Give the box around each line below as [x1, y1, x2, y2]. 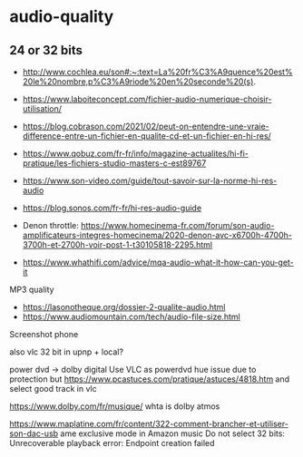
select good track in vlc [9, 384, 97, 394]
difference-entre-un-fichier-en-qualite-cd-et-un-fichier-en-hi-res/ [22, 131, 272, 141]
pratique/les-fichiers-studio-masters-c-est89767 [22, 158, 207, 169]
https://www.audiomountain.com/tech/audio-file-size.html [22, 311, 240, 322]
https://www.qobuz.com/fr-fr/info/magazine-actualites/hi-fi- [22, 148, 249, 159]
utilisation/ [22, 103, 62, 114]
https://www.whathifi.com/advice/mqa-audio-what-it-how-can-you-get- [22, 257, 295, 267]
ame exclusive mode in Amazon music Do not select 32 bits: [60, 428, 286, 439]
